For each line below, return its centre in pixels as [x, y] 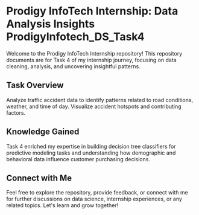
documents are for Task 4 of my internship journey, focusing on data [91, 60]
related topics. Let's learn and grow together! [62, 205]
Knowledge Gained [43, 132]
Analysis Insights [51, 24]
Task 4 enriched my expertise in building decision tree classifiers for [91, 146]
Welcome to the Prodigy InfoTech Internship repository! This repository [94, 53]
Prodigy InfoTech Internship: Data [92, 11]
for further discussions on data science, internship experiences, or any [94, 199]
